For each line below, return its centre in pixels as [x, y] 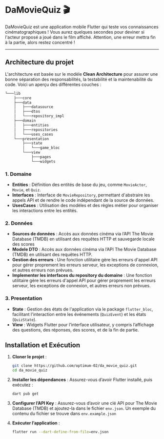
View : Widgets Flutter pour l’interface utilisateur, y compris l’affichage [83, 324]
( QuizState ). [24, 319]
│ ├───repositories [36, 130]
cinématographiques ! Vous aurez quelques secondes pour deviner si [75, 32]
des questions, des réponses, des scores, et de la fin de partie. [75, 330]
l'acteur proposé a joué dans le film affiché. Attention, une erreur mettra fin [81, 37]
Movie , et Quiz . [26, 190]
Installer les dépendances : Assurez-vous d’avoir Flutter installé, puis [82, 380]
